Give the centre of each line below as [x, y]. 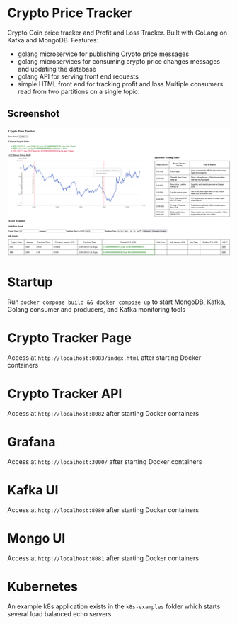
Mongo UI [36, 538]
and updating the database [57, 69]
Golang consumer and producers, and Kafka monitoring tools [97, 310]
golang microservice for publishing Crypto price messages [103, 54]
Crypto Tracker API [65, 394]
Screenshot [34, 114]
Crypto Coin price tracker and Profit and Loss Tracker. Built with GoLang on [117, 33]
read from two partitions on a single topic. [79, 91]
